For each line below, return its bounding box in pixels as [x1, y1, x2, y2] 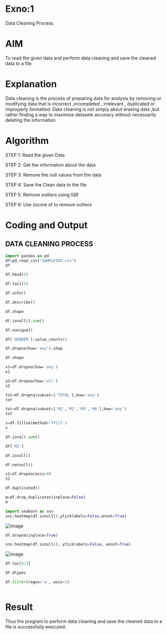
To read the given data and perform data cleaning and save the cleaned [5, 55, 156, 61]
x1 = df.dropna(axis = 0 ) [5, 472, 52, 477]
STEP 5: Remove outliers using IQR [5, 192, 79, 198]
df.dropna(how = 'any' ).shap [5, 346, 63, 351]
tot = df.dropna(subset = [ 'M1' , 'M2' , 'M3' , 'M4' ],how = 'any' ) [5, 407, 127, 412]
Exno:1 [5, 3, 34, 15]
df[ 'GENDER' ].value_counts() [5, 336, 67, 342]
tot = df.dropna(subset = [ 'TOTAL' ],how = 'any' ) [5, 392, 100, 397]
